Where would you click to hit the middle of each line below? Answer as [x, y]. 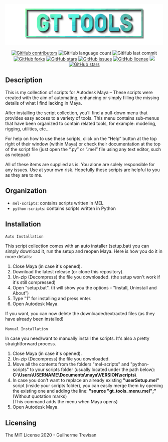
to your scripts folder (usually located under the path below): [93, 370]
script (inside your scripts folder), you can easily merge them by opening [88, 386]
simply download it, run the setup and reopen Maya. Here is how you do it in [84, 251]
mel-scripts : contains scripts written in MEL [58, 203]
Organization [26, 191]
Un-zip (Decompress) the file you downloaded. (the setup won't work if [86, 277]
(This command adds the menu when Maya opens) [65, 402]
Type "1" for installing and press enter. [52, 299]
